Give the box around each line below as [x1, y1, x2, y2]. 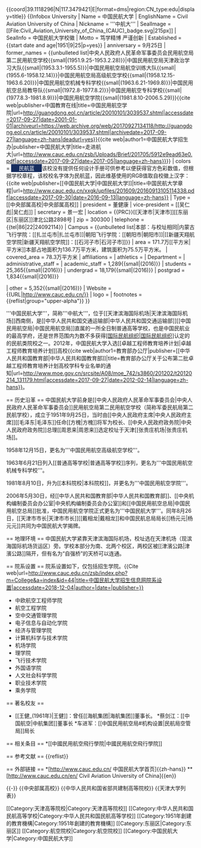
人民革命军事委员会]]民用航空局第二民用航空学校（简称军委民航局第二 [22, 404, 194, 411]
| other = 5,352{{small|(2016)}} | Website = [6, 285, 112, 291]
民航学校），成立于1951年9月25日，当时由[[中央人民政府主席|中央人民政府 [6, 411, 187, 418]
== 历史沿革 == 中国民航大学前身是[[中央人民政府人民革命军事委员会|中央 [6, 396, 187, 403]
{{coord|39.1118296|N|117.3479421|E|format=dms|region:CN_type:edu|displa [6, 6, 195, 13]
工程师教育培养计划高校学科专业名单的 [11, 362, 106, 369]
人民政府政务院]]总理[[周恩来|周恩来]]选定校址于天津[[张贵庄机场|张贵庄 [6, 426, 182, 433]
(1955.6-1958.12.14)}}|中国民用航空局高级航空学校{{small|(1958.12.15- [6, 72, 175, 79]
